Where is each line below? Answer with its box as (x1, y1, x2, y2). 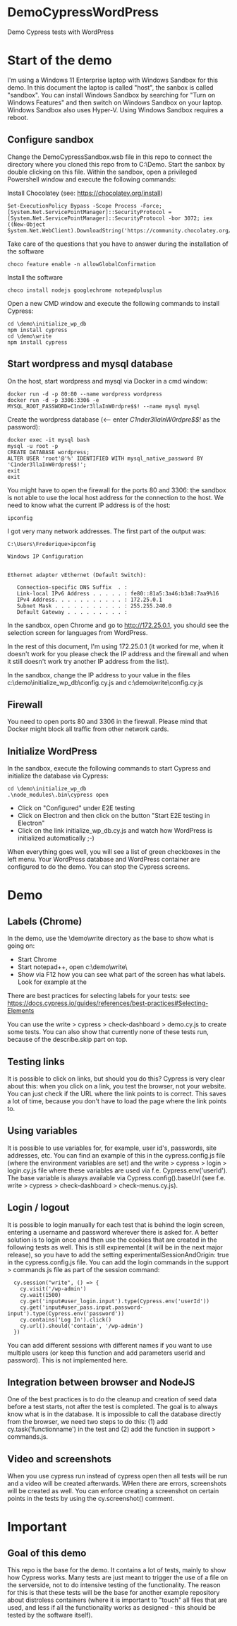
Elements (7, 1007, 35, 1015)
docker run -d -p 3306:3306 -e (7, 396, 99, 403)
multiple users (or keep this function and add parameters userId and (7, 1348, 206, 1357)
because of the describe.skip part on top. (7, 1035, 128, 1044)
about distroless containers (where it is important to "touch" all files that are (7, 1596, 228, 1604)
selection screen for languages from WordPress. (7, 628, 148, 636)
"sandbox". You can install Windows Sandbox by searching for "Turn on (7, 90, 216, 99)
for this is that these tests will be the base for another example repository (7, 1589, 220, 1597)
